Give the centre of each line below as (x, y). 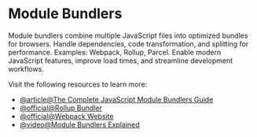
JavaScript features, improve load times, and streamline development (121, 61)
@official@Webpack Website (66, 116)
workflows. (26, 68)
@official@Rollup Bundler (61, 108)
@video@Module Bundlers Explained (79, 124)
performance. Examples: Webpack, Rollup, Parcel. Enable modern (115, 52)
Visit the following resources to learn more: (78, 84)
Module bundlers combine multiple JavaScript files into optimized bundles (128, 35)
